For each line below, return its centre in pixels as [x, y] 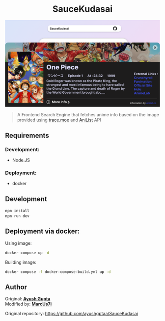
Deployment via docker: [42, 231]
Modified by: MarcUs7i [28, 304]
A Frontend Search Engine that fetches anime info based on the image [88, 115]
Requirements [27, 135]
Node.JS [21, 160]
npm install [17, 211]
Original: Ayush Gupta [28, 299]
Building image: [21, 262]
